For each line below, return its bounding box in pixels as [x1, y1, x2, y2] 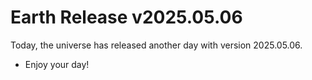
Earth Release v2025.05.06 [10, 6, 243, 29]
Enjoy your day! [24, 58, 90, 70]
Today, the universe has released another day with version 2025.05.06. [10, 39, 303, 51]
